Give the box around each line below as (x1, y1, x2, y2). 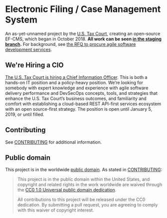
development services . (5, 46, 52, 52)
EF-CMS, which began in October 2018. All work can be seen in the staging (5, 36, 162, 42)
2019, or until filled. (5, 111, 44, 117)
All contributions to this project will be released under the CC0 (17, 197, 146, 203)
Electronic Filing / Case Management (5, 3, 161, 15)
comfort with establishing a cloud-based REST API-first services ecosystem (5, 101, 161, 107)
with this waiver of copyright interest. (17, 207, 94, 213)
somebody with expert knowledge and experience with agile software (5, 85, 149, 91)
